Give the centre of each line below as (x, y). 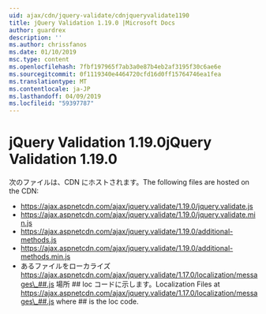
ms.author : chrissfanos (48, 45)
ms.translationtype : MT (48, 81)
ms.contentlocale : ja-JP (50, 89)
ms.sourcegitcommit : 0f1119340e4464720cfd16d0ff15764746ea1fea (115, 74)
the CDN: (24, 191)
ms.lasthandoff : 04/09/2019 (55, 96)
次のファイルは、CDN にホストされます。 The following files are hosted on (129, 182)
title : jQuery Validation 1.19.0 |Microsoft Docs (92, 23)
